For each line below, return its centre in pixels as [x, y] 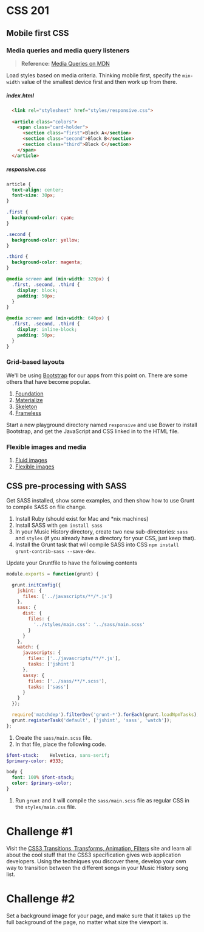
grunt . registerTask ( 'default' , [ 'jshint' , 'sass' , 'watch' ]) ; [92, 720]
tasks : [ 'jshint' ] [51, 664]
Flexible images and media [46, 447]
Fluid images [31, 461]
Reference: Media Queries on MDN [66, 63]
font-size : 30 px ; [34, 195]
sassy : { [33, 675]
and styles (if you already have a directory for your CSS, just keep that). [105, 538]
